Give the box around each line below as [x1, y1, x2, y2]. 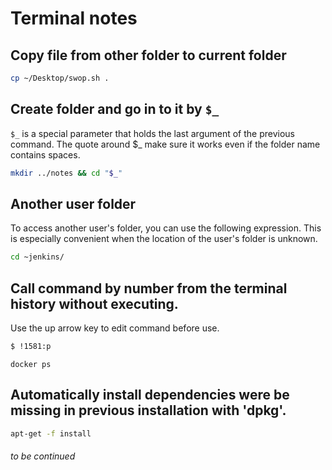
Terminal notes [10, 7, 138, 30]
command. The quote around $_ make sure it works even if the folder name [10, 138, 321, 150]
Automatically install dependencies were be [10, 387, 290, 404]
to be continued [10, 450, 76, 462]
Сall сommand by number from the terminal [10, 280, 288, 297]
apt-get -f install [10, 428, 92, 439]
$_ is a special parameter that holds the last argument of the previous [10, 127, 296, 139]
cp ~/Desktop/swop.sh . [10, 73, 110, 83]
